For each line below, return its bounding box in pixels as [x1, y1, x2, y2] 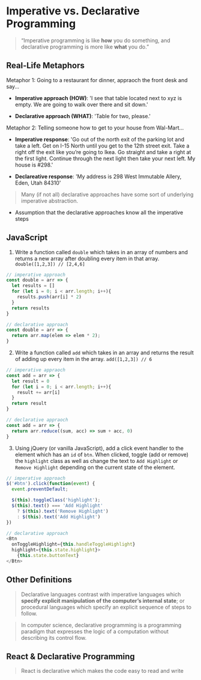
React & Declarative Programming [6, 652, 135, 662]
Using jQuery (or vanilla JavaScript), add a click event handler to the [14, 444, 184, 452]
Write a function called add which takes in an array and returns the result [14, 349, 194, 356]
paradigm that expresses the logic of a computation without [20, 628, 169, 635]
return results [11, 305, 50, 311]
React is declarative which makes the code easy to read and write [20, 667, 184, 675]
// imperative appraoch [6, 367, 66, 373]
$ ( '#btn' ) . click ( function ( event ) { [6, 481, 95, 487]
